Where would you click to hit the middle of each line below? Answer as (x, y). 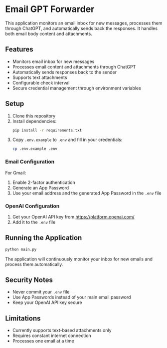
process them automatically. (34, 264)
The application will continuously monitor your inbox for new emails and (79, 259)
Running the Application (44, 238)
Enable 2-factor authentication (44, 182)
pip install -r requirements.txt (47, 130)
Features (19, 49)
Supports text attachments (40, 77)
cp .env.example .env (35, 149)
